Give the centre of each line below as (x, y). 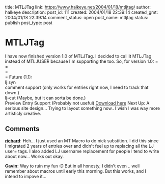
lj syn (11, 82)
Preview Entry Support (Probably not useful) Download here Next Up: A (77, 103)
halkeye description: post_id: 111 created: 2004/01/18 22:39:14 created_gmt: (82, 12)
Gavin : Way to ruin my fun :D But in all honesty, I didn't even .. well (72, 166)
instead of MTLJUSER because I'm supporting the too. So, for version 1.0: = (82, 61)
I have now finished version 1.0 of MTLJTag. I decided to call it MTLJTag (78, 56)
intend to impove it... (26, 176)
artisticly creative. (23, 113)
